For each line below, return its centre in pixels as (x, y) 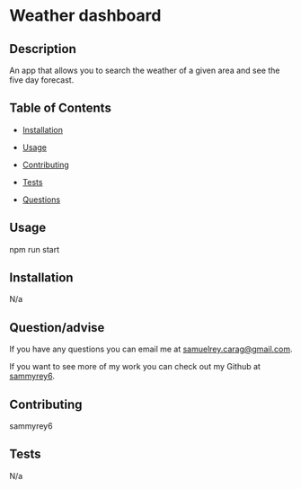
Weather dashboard (85, 16)
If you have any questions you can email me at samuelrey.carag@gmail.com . (151, 349)
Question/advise (57, 328)
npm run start (35, 249)
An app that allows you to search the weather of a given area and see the (145, 70)
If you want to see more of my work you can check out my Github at (135, 367)
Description (43, 49)
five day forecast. (42, 80)
